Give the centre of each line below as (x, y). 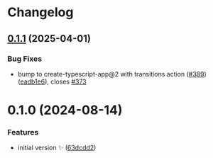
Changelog (40, 12)
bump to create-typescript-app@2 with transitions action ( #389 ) (112, 74)
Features (23, 132)
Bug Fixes (25, 59)
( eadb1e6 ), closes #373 (52, 81)
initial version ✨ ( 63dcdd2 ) (57, 148)
